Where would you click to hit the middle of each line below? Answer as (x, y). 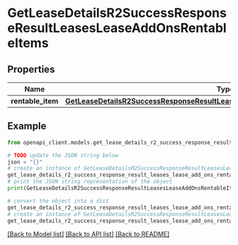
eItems (28, 43)
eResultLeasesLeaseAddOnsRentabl (117, 28)
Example (27, 126)
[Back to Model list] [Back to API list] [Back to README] (89, 234)
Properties (31, 69)
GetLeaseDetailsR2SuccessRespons (117, 13)
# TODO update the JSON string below (63, 155)
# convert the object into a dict (58, 201)
